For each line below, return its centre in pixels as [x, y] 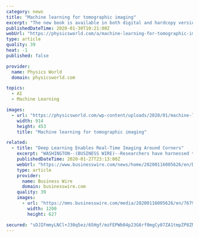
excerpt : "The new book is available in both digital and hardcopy [91, 23]
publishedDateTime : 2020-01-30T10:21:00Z [58, 28]
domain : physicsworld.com [44, 78]
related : [17, 143]
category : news [25, 12]
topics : [16, 88]
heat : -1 [17, 50]
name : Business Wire [47, 181]
